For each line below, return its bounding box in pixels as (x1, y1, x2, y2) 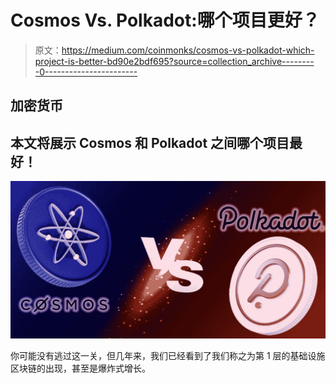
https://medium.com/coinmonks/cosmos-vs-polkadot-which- (61, 44, 315, 56)
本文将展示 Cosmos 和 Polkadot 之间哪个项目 (10, 134, 290, 151)
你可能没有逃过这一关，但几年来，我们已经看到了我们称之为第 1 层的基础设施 (10, 350, 326, 362)
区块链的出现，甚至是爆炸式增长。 (10, 362, 151, 375)
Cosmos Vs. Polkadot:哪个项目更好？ (10, 9, 320, 32)
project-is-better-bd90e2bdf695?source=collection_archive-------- (34, 55, 315, 67)
